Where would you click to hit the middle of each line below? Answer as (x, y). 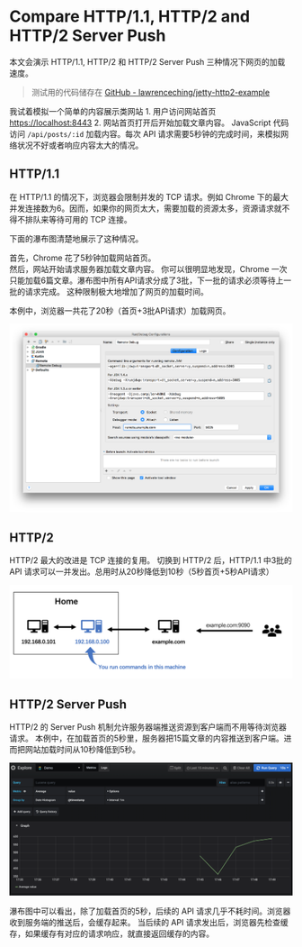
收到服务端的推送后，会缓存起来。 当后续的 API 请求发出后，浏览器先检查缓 (149, 922)
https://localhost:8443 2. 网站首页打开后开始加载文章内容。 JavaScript (140, 123)
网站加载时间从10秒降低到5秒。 (83, 750)
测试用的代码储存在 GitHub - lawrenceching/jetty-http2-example (151, 92)
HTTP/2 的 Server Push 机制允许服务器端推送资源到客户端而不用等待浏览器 (148, 727)
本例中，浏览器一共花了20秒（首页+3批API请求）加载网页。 (120, 310)
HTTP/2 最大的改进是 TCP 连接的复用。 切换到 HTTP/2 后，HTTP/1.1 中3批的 (151, 560)
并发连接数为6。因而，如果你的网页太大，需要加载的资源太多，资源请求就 (146, 208)
